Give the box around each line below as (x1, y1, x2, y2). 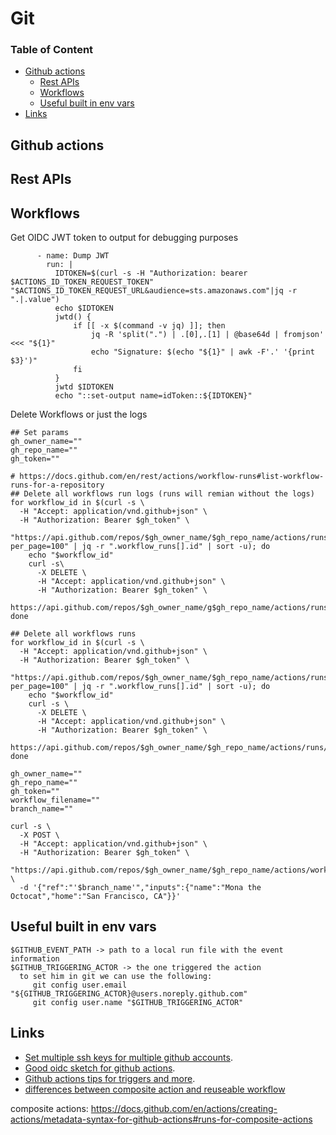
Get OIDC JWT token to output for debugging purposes (10, 232, 239, 244)
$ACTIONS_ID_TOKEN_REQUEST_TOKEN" (10, 277, 155, 287)
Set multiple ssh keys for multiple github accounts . (24, 1051, 233, 1063)
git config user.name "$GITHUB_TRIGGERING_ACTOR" (32, 997, 244, 1007)
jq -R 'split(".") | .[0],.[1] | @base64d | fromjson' (90, 330, 325, 340)
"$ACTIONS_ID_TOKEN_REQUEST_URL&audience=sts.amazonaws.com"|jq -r (10, 286, 298, 296)
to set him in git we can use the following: (19, 971, 213, 981)
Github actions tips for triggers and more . (24, 1072, 196, 1084)
